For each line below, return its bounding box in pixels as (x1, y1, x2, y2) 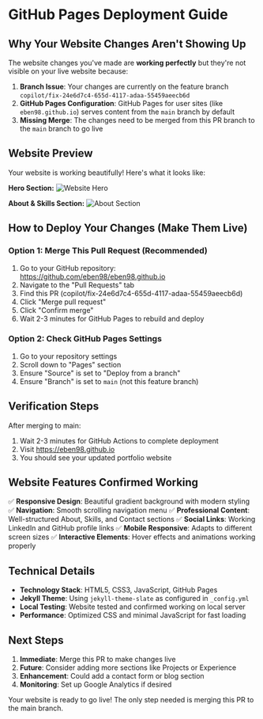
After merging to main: (8, 420, 81, 430)
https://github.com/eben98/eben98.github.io (19, 272, 166, 281)
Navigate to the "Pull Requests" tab (19, 280, 135, 290)
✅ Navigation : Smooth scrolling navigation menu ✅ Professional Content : (8, 505, 250, 515)
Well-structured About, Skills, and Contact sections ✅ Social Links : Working (8, 515, 256, 524)
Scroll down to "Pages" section (19, 359, 122, 369)
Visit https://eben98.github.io (19, 444, 115, 454)
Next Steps (8, 633, 64, 647)
